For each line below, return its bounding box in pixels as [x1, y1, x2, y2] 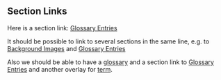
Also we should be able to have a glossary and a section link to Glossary [7, 58, 214, 66]
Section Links [7, 6, 67, 17]
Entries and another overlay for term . [7, 65, 113, 73]
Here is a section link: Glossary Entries [7, 23, 117, 32]
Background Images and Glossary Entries [7, 44, 126, 52]
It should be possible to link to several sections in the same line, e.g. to [7, 37, 210, 46]
